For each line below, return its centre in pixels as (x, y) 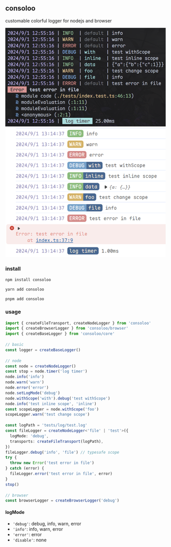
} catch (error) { (25, 468)
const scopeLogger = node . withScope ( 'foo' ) (52, 409)
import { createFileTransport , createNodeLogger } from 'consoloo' (78, 323)
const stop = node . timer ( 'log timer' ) (46, 371)
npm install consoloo (28, 280)
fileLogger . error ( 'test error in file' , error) (61, 474)
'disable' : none (30, 540)
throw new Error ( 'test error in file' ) (52, 463)
